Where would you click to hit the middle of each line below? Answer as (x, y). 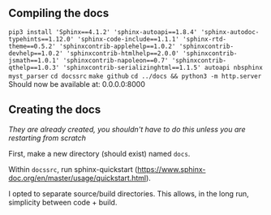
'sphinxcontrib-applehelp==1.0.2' (118, 46)
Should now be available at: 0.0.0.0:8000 (77, 84)
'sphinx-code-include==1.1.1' (129, 39)
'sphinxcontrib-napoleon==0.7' (116, 60)
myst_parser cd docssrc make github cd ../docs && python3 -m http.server (135, 76)
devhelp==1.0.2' (36, 53)
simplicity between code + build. (63, 202)
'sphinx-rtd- (204, 39)
